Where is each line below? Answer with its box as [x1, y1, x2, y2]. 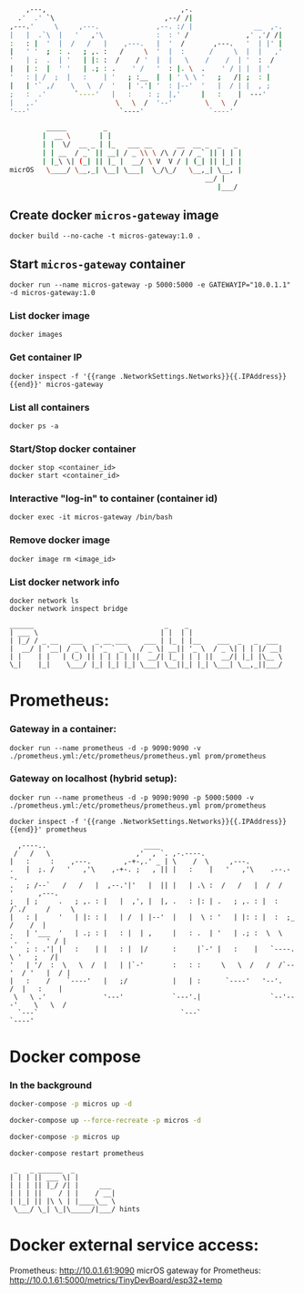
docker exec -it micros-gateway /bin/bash [9, 513, 173, 522]
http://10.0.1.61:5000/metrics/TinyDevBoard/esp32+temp [9, 1274, 223, 1285]
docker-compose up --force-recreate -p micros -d [9, 1116, 202, 1126]
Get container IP [9, 352, 83, 364]
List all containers [9, 401, 90, 413]
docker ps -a [9, 421, 59, 431]
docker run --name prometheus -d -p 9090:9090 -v [9, 743, 202, 752]
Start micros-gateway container [9, 256, 186, 271]
